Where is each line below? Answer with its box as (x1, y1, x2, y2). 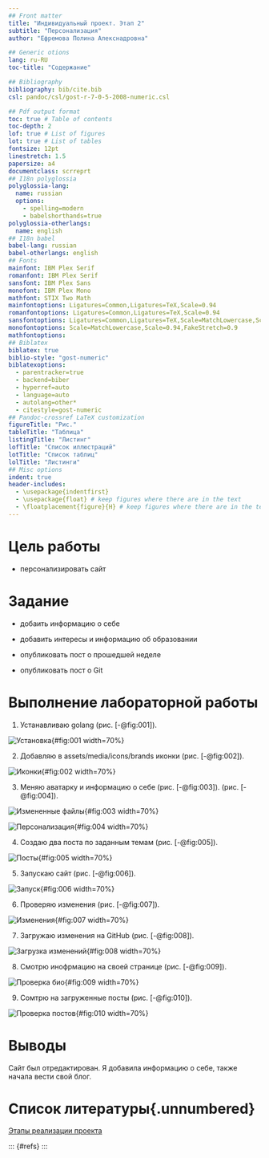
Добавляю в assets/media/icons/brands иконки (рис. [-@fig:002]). (19, 751, 245, 761)
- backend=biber (15, 376, 70, 384)
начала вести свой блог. (8, 1071, 92, 1081)
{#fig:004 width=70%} (74, 822, 149, 831)
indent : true (8, 473, 52, 481)
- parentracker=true (15, 368, 84, 377)
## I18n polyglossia (8, 174, 78, 183)
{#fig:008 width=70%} (86, 946, 162, 956)
